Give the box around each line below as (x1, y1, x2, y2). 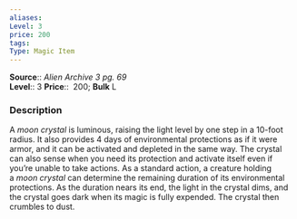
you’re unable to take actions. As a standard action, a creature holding (9, 163, 272, 174)
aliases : (9, 13, 43, 23)
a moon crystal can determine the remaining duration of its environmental (9, 173, 285, 184)
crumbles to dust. (9, 201, 75, 213)
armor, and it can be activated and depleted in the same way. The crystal (9, 144, 282, 155)
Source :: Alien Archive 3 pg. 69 (9, 71, 127, 82)
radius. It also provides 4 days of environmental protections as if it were (9, 134, 278, 145)
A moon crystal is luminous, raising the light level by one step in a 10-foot (9, 124, 283, 136)
